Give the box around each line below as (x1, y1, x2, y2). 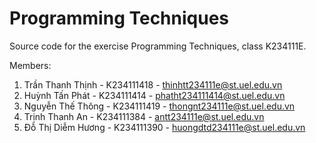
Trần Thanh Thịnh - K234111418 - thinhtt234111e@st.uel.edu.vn (23, 78, 283, 91)
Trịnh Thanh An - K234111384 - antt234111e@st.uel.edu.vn (23, 110, 265, 122)
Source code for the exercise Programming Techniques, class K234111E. (9, 40, 307, 52)
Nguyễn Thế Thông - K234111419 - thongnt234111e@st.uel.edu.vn (23, 100, 296, 112)
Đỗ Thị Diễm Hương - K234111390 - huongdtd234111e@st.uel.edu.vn (23, 121, 306, 133)
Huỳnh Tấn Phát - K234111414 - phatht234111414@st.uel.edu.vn (23, 89, 286, 101)
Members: (9, 59, 52, 71)
